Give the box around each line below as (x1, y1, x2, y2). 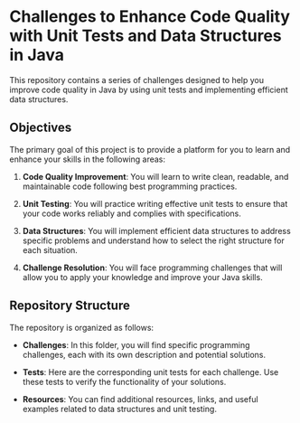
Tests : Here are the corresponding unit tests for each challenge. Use (22, 366, 279, 377)
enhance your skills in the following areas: (9, 154, 165, 164)
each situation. (22, 244, 79, 255)
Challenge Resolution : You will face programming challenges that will (22, 262, 283, 273)
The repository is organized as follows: (9, 322, 155, 333)
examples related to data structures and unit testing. (22, 403, 217, 414)
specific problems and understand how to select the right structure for (22, 235, 285, 246)
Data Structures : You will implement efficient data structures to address (22, 225, 291, 236)
